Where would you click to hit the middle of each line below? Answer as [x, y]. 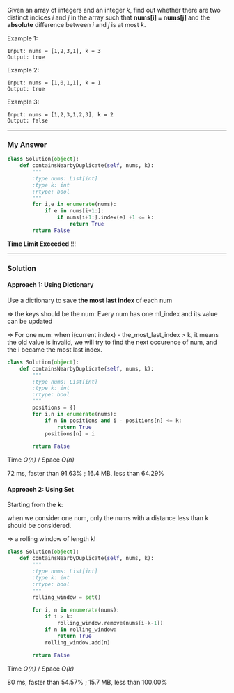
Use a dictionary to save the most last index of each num [90, 300]
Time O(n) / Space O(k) [41, 669]
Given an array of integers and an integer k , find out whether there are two [114, 10]
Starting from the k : [35, 505]
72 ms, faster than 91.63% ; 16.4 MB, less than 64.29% [86, 474]
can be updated [30, 321]
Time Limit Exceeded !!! [42, 244]
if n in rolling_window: [80, 630]
